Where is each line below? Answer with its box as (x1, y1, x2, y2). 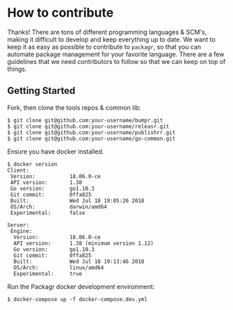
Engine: (10, 227, 33, 234)
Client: (7, 167, 30, 174)
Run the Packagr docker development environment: (7, 282, 155, 291)
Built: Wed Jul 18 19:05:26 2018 (10, 197, 145, 204)
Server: (7, 221, 30, 229)
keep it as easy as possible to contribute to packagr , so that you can (7, 42, 202, 51)
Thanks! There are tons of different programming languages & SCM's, (7, 28, 207, 36)
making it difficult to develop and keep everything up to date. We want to (7, 35, 216, 43)
